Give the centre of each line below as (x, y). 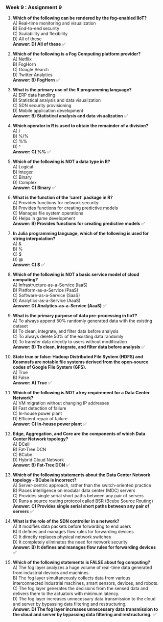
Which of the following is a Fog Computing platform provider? (77, 54)
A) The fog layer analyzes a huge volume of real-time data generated (82, 568)
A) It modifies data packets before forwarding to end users (72, 526)
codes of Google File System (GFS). (49, 367)
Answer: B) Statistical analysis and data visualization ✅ (70, 116)
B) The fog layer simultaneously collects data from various (71, 578)
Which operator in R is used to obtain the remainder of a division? (81, 126)
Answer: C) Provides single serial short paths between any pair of (81, 506)
